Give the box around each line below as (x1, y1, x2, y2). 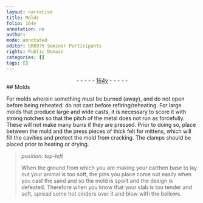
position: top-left (21, 152, 63, 159)
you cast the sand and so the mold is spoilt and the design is (21, 177, 173, 184)
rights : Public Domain (6, 49, 64, 55)
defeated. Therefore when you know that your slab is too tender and (21, 183, 193, 191)
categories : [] (6, 54, 45, 60)
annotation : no (6, 26, 45, 32)
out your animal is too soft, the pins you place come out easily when (21, 170, 192, 177)
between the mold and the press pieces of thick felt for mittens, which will (6, 127, 191, 135)
